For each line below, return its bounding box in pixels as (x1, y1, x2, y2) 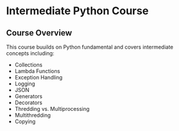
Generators (14, 93, 43, 100)
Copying (14, 118, 36, 125)
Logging (14, 80, 36, 87)
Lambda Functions (14, 68, 60, 75)
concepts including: (6, 50, 55, 57)
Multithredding (14, 111, 51, 119)
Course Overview (6, 28, 72, 38)
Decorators (14, 99, 43, 106)
